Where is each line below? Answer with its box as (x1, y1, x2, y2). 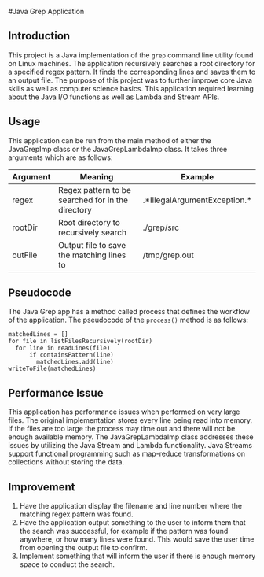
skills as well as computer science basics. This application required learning (8, 83, 254, 93)
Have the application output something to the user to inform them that (19, 518, 246, 527)
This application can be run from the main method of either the (8, 135, 212, 145)
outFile (12, 250, 38, 261)
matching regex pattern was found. (19, 509, 134, 519)
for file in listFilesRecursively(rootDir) (8, 338, 153, 346)
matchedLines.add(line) (36, 358, 114, 366)
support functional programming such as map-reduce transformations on (8, 449, 246, 459)
